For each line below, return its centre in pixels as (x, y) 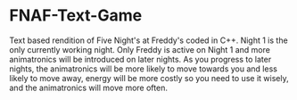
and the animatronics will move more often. (88, 87)
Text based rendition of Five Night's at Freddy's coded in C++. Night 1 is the (148, 40)
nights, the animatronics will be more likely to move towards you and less (144, 69)
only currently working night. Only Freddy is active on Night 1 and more (140, 49)
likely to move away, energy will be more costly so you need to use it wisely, (149, 78)
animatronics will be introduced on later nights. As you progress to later (140, 59)
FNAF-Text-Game (76, 16)
